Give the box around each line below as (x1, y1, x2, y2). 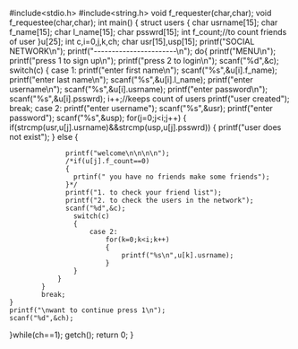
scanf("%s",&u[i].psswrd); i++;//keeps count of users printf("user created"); (9, 93, 290, 104)
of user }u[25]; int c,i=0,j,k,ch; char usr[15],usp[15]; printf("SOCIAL (9, 36, 255, 47)
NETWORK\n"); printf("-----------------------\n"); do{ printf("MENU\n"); (9, 46, 276, 57)
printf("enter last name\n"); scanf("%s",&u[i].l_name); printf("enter (9, 74, 253, 84)
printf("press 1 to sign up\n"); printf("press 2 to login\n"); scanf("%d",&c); (9, 56, 279, 65)
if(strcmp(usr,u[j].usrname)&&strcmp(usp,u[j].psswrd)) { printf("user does (9, 122, 282, 133)
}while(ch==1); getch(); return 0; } (9, 329, 134, 340)
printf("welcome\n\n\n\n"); (65, 149, 170, 158)
